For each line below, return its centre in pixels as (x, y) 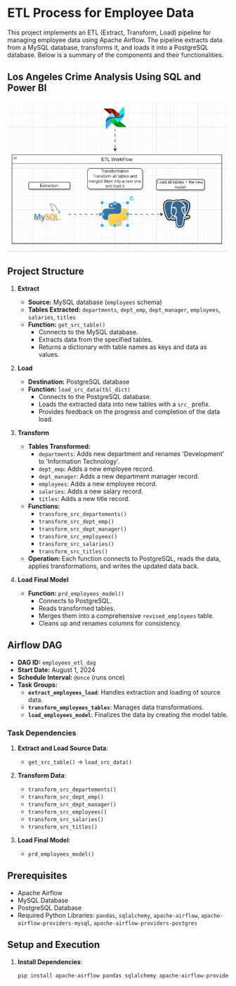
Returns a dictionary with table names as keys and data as (123, 347)
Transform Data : (42, 775)
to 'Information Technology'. (79, 461)
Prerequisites (37, 876)
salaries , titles (52, 317)
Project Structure (46, 271)
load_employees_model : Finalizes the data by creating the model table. (128, 714)
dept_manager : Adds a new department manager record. (119, 476)
